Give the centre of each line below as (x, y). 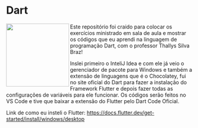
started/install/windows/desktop (45, 119)
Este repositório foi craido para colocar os (121, 27)
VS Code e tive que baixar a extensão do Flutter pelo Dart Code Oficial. (93, 101)
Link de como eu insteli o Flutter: (46, 113)
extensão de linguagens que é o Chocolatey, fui (128, 76)
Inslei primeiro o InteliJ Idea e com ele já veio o (127, 63)
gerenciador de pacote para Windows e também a (131, 69)
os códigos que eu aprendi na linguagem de (124, 39)
